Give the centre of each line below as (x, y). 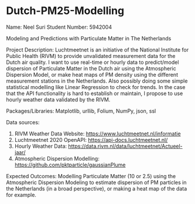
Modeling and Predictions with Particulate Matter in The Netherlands (89, 38)
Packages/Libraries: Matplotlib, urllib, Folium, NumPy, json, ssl (81, 111)
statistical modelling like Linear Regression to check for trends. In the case (96, 87)
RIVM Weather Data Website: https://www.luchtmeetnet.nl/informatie (97, 134)
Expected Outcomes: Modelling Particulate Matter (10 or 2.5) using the (91, 176)
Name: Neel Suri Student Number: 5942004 (59, 27)
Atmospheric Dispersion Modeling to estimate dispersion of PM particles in (96, 182)
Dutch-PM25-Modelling (65, 11)
